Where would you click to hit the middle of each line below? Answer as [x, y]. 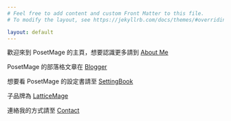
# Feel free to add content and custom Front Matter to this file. [106, 13]
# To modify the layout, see [49, 20]
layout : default [30, 32]
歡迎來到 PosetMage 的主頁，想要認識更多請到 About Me [88, 53]
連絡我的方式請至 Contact [43, 111]
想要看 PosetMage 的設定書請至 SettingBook [70, 81]
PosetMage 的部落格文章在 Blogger [57, 67]
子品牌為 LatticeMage [38, 96]
